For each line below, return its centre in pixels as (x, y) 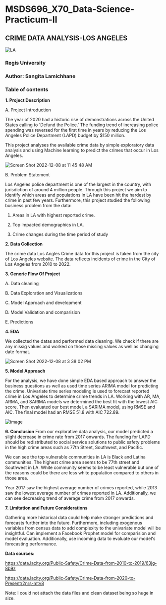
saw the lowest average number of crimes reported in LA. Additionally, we (81, 493)
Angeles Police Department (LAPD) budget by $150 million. (65, 136)
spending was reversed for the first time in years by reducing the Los (76, 130)
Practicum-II (31, 20)
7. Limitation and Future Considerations (46, 508)
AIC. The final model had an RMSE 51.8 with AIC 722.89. (62, 412)
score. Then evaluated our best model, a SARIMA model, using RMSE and (80, 407)
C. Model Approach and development (43, 303)
